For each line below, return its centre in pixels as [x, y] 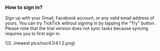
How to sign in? [24, 7]
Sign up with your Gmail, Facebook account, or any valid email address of [80, 18]
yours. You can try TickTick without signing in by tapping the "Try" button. [80, 23]
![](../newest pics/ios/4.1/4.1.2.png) [40, 43]
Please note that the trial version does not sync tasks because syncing [77, 28]
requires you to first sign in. [33, 34]
